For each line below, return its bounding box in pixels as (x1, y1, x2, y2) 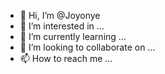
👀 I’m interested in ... (19, 20, 105, 32)
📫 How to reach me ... (19, 53, 113, 64)
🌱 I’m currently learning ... (19, 31, 127, 42)
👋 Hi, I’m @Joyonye (19, 10, 101, 21)
